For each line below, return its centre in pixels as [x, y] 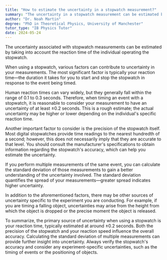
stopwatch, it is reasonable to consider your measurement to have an [76, 103]
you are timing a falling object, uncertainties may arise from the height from [82, 206]
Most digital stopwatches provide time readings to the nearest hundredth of [83, 134]
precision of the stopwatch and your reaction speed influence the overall [80, 231]
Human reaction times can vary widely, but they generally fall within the [78, 93]
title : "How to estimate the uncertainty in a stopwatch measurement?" [81, 10]
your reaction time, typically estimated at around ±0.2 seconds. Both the [79, 226]
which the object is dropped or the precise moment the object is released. [81, 211]
